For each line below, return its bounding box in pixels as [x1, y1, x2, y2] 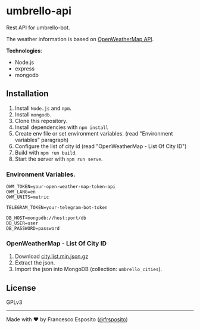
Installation [6, 88, 49, 99]
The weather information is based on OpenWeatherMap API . [6, 35, 154, 42]
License [6, 282, 36, 293]
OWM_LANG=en [6, 189, 36, 195]
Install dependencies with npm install [14, 124, 109, 131]
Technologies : [6, 47, 43, 54]
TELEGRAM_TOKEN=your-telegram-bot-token [6, 205, 108, 211]
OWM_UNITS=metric [6, 194, 49, 201]
